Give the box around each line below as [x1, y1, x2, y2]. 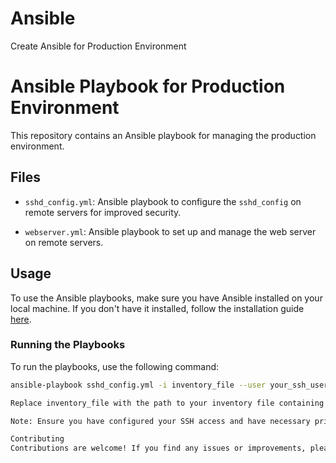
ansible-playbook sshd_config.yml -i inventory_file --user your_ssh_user [10, 380, 329, 390]
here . [10, 313, 32, 325]
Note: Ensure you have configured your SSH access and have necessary [10, 416, 311, 426]
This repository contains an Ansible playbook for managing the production [10, 129, 317, 141]
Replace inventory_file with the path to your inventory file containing [10, 398, 325, 408]
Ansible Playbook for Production [10, 75, 286, 98]
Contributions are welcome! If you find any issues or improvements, [10, 443, 307, 454]
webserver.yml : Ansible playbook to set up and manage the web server [24, 225, 317, 237]
